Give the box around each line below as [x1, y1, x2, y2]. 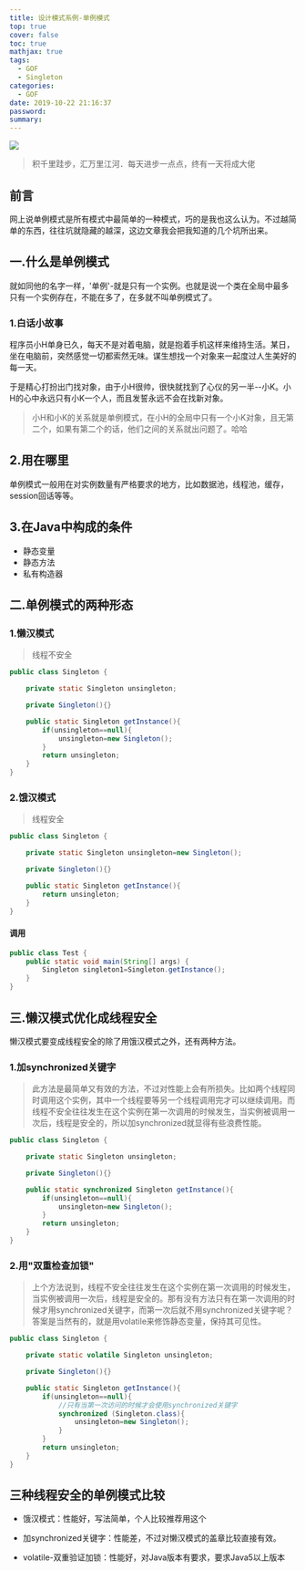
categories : [9, 81, 55, 90]
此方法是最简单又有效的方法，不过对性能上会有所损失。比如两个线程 [31, 1083, 288, 1095]
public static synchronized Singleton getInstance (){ [25, 1185, 234, 1194]
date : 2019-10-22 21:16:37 [9, 98, 112, 108]
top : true [9, 22, 47, 31]
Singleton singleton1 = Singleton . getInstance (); [42, 965, 226, 974]
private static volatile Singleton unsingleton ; [25, 1351, 214, 1360]
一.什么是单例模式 [9, 255, 110, 270]
